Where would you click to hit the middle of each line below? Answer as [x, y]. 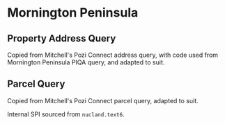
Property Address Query [62, 38]
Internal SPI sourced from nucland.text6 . [66, 114]
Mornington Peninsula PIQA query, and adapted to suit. [86, 62]
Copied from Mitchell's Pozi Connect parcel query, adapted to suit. [103, 100]
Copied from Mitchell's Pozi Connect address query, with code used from [113, 55]
